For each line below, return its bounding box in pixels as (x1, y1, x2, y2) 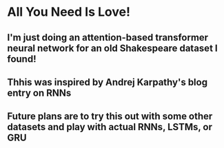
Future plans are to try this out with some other (7, 111, 213, 123)
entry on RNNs (7, 87, 72, 98)
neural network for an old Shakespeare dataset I (7, 42, 218, 54)
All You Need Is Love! (7, 4, 131, 20)
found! (7, 53, 37, 65)
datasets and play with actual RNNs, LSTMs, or (7, 121, 212, 133)
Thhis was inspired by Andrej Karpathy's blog (7, 76, 208, 88)
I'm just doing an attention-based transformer (7, 32, 209, 43)
